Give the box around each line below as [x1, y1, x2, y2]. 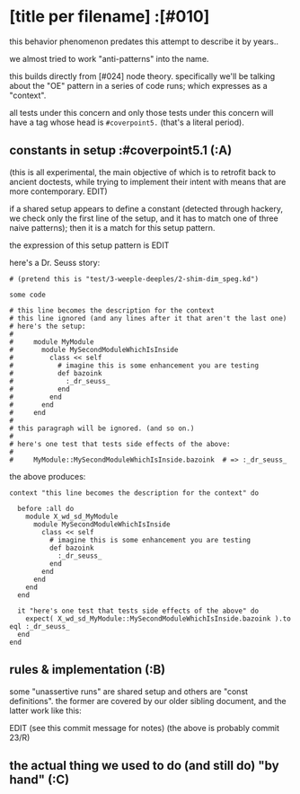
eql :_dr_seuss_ [9, 622, 70, 631]
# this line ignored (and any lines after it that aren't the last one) [9, 313, 287, 322]
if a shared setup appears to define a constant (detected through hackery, [9, 203, 284, 214]
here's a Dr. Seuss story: [9, 257, 101, 268]
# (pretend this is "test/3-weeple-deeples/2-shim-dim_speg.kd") [9, 274, 259, 284]
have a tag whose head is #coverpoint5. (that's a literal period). [9, 117, 244, 128]
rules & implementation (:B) [9, 662, 166, 677]
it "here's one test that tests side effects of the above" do [17, 606, 259, 615]
